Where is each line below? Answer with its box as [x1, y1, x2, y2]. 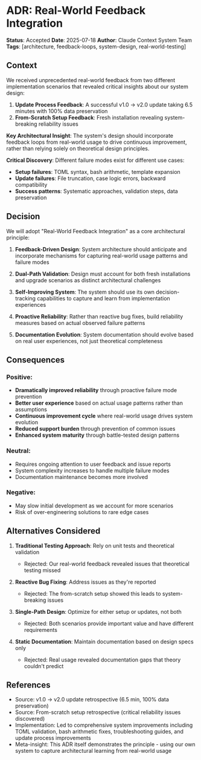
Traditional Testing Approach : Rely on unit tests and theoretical [14, 542, 175, 549]
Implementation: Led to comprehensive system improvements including [14, 721, 193, 729]
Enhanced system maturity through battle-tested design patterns [14, 431, 180, 439]
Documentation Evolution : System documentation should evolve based [14, 330, 194, 338]
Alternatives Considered [6, 526, 101, 536]
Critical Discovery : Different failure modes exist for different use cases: [6, 156, 185, 164]
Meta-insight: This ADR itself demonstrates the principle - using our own [14, 741, 196, 748]
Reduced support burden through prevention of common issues [14, 425, 176, 433]
